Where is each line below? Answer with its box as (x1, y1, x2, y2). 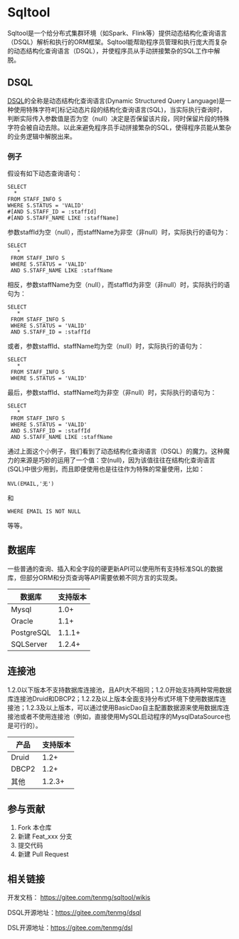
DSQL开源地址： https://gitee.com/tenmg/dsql (7, 908, 142, 917)
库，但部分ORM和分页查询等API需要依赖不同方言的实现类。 (7, 573, 181, 581)
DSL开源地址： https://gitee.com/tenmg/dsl (7, 923, 133, 932)
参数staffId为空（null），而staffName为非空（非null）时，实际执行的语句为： (7, 228, 230, 237)
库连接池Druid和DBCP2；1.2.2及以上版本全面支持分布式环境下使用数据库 (7, 694, 221, 702)
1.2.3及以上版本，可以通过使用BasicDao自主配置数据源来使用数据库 (26, 703, 223, 712)
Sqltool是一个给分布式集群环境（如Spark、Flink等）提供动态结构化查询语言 (7, 28, 228, 37)
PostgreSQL (11, 628, 51, 638)
